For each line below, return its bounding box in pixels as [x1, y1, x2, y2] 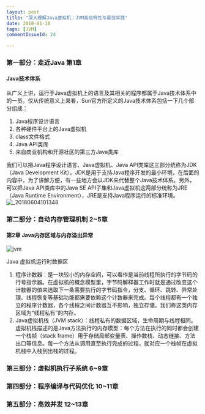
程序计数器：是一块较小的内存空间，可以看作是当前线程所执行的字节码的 [15, 271, 198, 278]
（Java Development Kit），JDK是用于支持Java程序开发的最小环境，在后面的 [6, 169, 199, 176]
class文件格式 [15, 133, 50, 141]
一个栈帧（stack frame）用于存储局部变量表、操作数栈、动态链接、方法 [15, 332, 196, 339]
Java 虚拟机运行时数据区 [6, 258, 69, 265]
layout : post [6, 9, 40, 15]
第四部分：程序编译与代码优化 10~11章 [6, 382, 119, 391]
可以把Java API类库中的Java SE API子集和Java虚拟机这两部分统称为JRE [6, 184, 188, 191]
